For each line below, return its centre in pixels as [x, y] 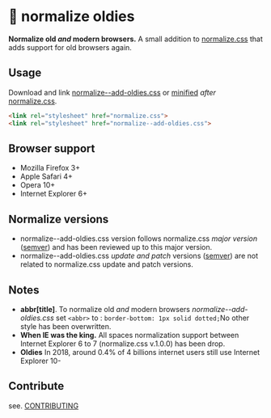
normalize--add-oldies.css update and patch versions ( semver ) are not [139, 256]
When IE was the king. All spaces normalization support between [129, 335]
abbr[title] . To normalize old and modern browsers [105, 309]
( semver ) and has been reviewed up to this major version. [116, 247]
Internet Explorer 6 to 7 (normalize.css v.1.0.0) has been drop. [123, 344]
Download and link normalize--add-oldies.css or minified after [112, 92]
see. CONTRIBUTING [44, 405]
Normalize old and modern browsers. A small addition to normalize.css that [135, 39]
